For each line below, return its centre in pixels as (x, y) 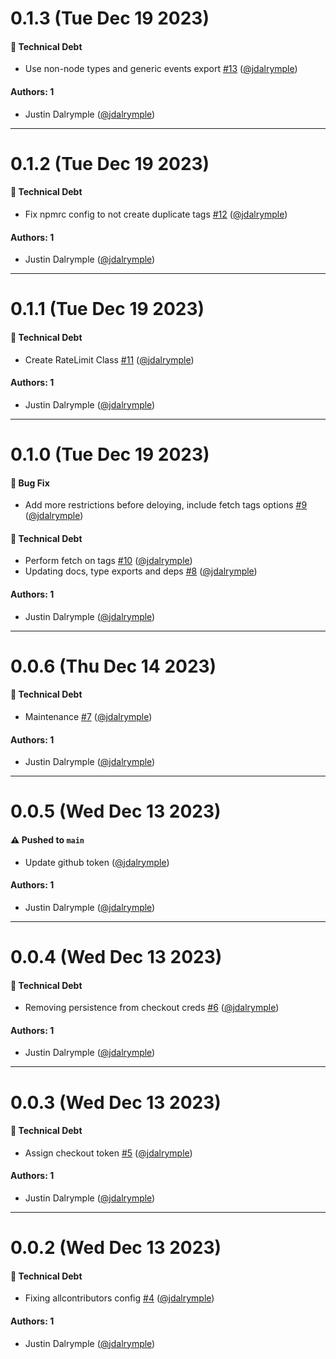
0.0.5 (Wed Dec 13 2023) (116, 811)
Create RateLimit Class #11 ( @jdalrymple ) (109, 359)
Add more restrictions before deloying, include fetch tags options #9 (166, 505)
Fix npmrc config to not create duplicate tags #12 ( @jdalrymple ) (156, 214)
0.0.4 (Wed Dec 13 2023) (116, 956)
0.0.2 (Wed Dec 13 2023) (116, 1248)
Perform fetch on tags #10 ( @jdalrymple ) (108, 561)
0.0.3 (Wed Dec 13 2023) (116, 1102)
